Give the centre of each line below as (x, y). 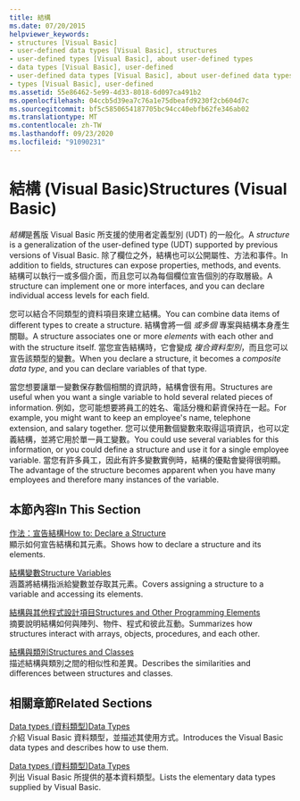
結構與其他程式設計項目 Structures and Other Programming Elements (135, 612)
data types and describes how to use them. (89, 747)
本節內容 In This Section (75, 510)
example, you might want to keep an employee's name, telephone (130, 417)
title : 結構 (30, 17)
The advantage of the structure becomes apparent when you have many (142, 470)
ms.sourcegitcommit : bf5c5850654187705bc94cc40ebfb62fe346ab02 (129, 109)
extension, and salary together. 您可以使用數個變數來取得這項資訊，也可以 (146, 428)
